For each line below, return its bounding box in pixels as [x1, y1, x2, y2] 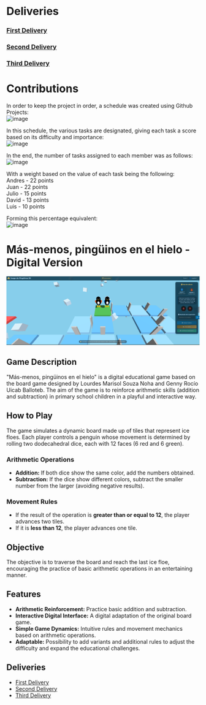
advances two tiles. [15, 518, 64, 525]
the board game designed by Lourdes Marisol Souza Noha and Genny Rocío [6, 379, 199, 387]
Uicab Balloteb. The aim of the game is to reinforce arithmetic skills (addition [6, 386, 200, 394]
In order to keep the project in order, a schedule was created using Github [6, 102, 193, 109]
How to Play [6, 411, 53, 421]
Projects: [6, 109, 29, 116]
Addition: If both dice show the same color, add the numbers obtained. [15, 469, 195, 476]
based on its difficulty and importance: [6, 133, 104, 140]
